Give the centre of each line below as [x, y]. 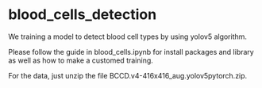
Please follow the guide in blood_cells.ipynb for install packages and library [131, 52]
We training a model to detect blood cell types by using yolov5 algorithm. [128, 36]
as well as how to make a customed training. [81, 60]
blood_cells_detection [83, 15]
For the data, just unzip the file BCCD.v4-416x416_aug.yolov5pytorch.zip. [128, 75]
